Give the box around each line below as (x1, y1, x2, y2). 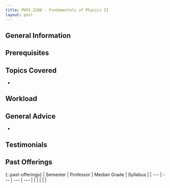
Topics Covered (5, 66, 57, 75)
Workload (5, 94, 37, 103)
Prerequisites (5, 49, 49, 57)
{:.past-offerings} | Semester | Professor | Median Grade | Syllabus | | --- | (5, 171, 162, 177)
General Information (5, 31, 71, 40)
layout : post (5, 12, 33, 17)
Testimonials (5, 140, 48, 149)
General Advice (5, 112, 56, 120)
